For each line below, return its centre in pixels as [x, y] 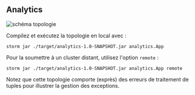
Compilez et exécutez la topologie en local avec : [66, 36]
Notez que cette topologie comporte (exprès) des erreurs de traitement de [97, 79]
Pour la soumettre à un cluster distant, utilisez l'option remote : [83, 57]
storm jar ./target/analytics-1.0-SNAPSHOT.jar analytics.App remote [95, 68]
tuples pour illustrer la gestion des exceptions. [63, 85]
